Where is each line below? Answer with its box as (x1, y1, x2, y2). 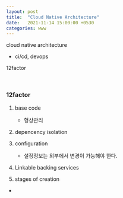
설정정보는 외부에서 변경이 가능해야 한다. (23, 152, 118, 159)
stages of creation (14, 175, 60, 183)
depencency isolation (14, 128, 68, 135)
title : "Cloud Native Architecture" (6, 14, 100, 20)
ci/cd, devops (14, 53, 49, 60)
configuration (14, 140, 48, 147)
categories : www (6, 25, 46, 31)
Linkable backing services (14, 164, 79, 171)
